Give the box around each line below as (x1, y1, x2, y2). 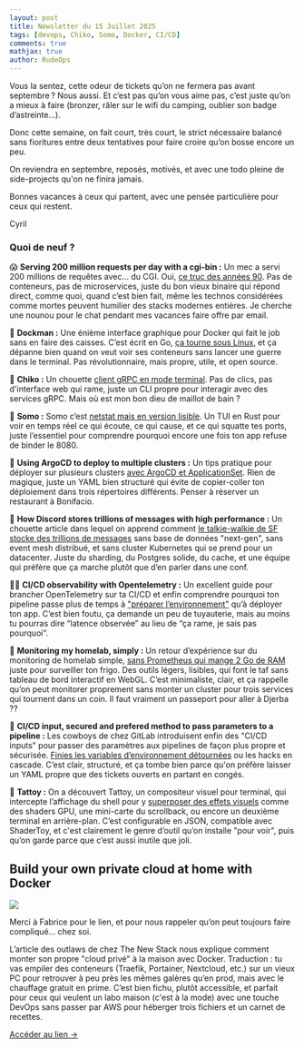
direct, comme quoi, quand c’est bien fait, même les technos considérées (9, 291, 283, 302)
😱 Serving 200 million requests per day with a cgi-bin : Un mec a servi (9, 262, 280, 272)
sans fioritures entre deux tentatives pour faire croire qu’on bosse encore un (9, 137, 295, 147)
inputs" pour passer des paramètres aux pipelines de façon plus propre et (9, 740, 286, 751)
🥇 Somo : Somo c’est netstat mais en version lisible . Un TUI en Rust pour (9, 410, 281, 422)
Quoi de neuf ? (9, 241, 75, 253)
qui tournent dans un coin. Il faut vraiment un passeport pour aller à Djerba (9, 694, 289, 705)
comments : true (9, 38, 67, 48)
